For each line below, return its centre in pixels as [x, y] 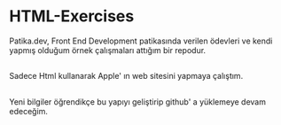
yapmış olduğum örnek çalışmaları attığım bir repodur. [108, 50]
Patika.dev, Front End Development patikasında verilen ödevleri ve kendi [141, 41]
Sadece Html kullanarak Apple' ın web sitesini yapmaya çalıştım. [126, 76]
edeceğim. [29, 111]
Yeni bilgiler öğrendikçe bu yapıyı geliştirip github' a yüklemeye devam [137, 102]
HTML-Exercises [72, 16]
